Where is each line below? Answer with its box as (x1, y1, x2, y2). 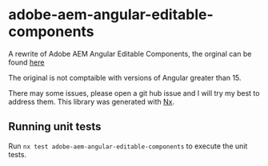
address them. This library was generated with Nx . (8, 97, 174, 106)
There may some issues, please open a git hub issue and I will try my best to (8, 88, 260, 97)
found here (8, 57, 45, 67)
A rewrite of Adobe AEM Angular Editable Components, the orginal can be (8, 49, 252, 58)
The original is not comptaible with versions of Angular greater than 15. (8, 73, 242, 82)
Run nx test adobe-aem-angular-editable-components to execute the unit (8, 141, 248, 151)
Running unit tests (8, 120, 102, 133)
